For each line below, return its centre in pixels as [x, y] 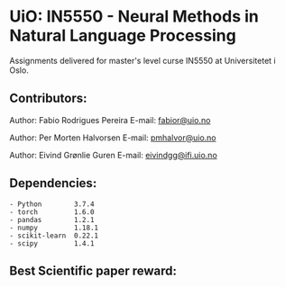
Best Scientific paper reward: [93, 270]
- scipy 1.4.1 [52, 243]
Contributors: [48, 99]
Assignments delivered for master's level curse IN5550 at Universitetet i [143, 60]
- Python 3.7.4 [52, 204]
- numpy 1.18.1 [54, 228]
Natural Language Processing [123, 36]
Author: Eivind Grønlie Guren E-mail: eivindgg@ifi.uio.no [114, 155]
